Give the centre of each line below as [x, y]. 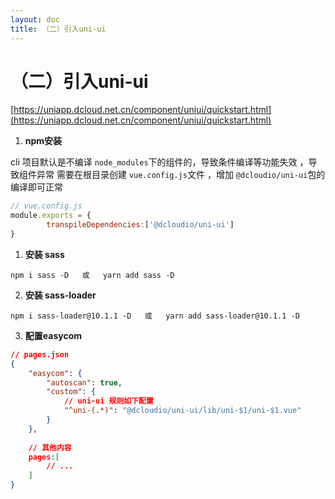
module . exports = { [51, 216]
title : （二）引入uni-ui [58, 29]
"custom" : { [71, 392]
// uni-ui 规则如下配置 [108, 401]
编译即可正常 [36, 187]
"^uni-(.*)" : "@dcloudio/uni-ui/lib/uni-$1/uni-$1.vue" [182, 411]
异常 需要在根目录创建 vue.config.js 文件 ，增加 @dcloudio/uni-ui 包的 [181, 175]
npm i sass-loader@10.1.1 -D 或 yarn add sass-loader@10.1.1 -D [155, 316]
